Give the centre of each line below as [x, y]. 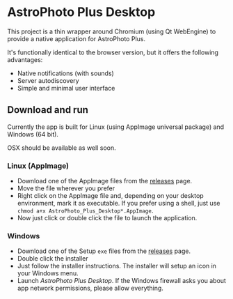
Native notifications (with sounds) [66, 73]
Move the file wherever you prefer [66, 188]
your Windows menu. [48, 273]
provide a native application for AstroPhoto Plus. [77, 38]
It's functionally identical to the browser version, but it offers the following [113, 52]
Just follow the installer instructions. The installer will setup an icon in [117, 266]
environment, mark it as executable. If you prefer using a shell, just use [119, 204]
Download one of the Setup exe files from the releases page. [104, 251]
